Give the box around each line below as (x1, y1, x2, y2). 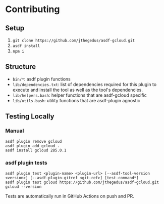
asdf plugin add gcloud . (5, 143, 60, 148)
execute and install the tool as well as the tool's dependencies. (12, 87, 143, 93)
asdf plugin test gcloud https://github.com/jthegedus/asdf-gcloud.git (5, 180, 159, 185)
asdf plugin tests (5, 159, 47, 167)
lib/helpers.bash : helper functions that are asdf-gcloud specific (12, 92, 147, 98)
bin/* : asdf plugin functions (12, 76, 71, 82)
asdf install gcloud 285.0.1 (5, 148, 67, 153)
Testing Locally (5, 112, 54, 121)
